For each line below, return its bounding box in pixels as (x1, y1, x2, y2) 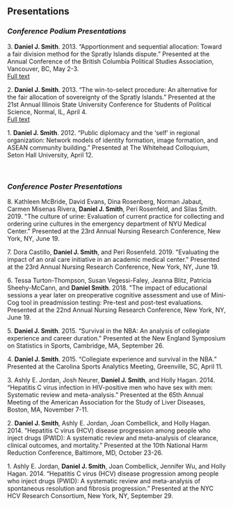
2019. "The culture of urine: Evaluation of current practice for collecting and (7, 212, 225, 220)
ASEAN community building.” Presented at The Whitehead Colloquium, (7, 143, 210, 152)
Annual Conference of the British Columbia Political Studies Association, (7, 57, 214, 65)
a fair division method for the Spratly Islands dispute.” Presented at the (7, 49, 210, 58)
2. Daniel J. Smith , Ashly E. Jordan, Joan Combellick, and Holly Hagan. (7, 419, 211, 427)
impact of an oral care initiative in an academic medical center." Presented (7, 255, 220, 263)
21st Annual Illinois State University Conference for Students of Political (7, 100, 212, 109)
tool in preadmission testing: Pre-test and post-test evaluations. (20, 298, 203, 306)
